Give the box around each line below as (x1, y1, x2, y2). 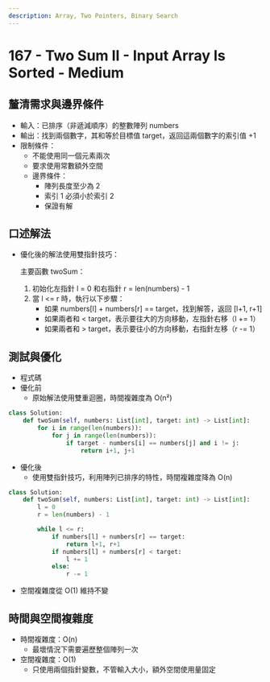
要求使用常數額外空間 (31, 160, 103, 170)
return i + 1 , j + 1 (80, 446, 135, 455)
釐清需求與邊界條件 (8, 97, 104, 111)
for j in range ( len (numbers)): (51, 432, 157, 440)
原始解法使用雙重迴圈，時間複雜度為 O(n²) (31, 393, 172, 403)
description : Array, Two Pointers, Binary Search (8, 11, 179, 20)
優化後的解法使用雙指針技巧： (19, 250, 119, 259)
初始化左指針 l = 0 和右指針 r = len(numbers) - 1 (31, 283, 190, 294)
